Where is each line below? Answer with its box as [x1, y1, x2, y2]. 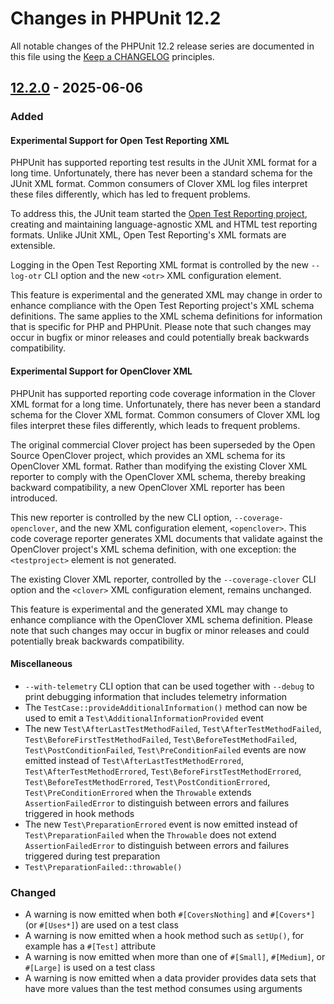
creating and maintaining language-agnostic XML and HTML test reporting [10, 218, 318, 231]
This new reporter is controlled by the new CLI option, [10, 511, 233, 523]
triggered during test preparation [24, 850, 161, 862]
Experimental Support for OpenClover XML [10, 365, 193, 377]
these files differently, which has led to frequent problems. [10, 188, 251, 201]
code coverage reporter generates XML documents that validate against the [10, 532, 323, 544]
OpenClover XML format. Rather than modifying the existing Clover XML [10, 460, 308, 472]
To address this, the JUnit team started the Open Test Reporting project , [10, 208, 308, 220]
